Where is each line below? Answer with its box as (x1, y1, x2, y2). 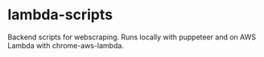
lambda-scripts (7, 6, 113, 24)
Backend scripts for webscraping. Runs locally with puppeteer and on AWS (7, 32, 257, 42)
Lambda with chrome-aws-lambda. (7, 40, 124, 50)
